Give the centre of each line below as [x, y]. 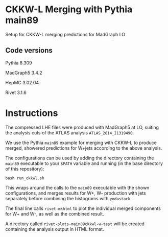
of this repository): [25, 169]
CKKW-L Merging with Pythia [69, 9]
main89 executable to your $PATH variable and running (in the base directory [84, 163]
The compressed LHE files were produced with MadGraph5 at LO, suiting [82, 127]
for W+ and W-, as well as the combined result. [55, 214]
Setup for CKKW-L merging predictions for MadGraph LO [65, 34]
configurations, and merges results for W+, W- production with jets [76, 193]
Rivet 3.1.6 [16, 92]
